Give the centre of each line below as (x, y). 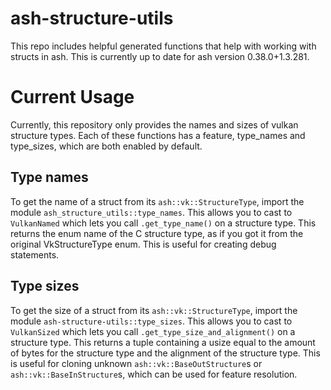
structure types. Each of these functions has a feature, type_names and (158, 135)
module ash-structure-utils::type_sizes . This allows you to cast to (151, 321)
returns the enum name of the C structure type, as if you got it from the (157, 233)
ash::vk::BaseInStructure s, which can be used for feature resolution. (154, 374)
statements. (35, 254)
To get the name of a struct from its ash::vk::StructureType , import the (157, 201)
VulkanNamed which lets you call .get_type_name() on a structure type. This (163, 223)
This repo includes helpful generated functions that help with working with (163, 46)
